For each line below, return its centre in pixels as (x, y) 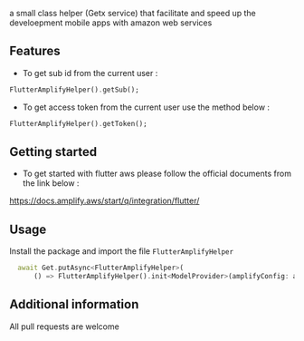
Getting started (53, 152)
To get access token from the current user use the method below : (146, 107)
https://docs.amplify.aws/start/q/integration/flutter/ (104, 201)
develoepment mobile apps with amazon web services (111, 23)
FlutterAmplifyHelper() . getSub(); (75, 90)
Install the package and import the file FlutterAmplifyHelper (121, 251)
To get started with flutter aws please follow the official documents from (157, 174)
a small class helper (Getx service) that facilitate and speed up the (133, 13)
